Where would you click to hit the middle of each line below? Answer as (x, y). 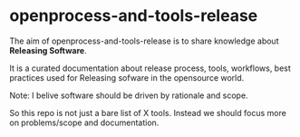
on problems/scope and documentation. (84, 122)
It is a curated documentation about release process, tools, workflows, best (150, 68)
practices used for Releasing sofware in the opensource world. (127, 77)
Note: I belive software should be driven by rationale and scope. (129, 95)
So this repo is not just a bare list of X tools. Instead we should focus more (148, 113)
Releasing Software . (48, 50)
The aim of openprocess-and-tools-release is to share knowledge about (144, 41)
